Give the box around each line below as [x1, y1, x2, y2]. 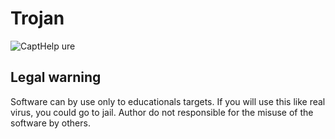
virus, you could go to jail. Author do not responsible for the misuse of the [10, 106, 314, 118]
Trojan [10, 7, 65, 30]
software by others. [10, 117, 91, 129]
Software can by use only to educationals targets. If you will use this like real [10, 95, 326, 107]
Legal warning [10, 69, 102, 86]
